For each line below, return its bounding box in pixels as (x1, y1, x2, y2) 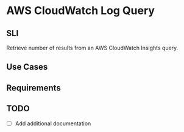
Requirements (6, 82, 61, 93)
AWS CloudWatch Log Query (6, 4, 155, 18)
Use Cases (6, 62, 48, 72)
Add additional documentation (15, 120, 91, 127)
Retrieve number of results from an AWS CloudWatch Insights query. (6, 44, 179, 51)
